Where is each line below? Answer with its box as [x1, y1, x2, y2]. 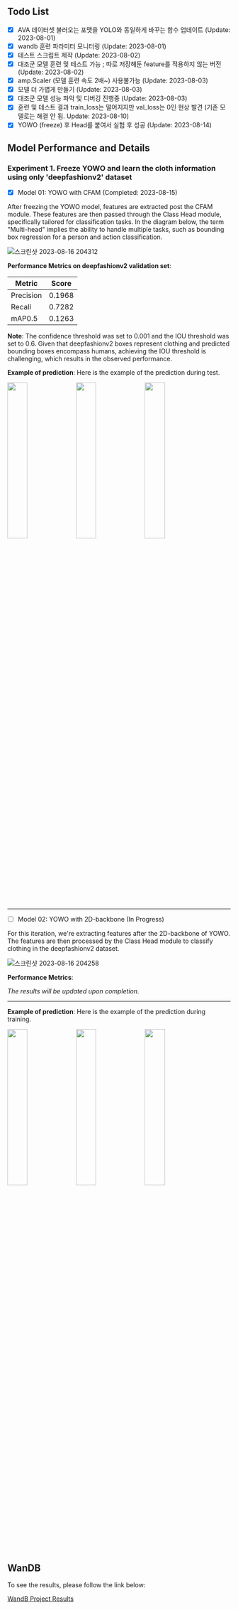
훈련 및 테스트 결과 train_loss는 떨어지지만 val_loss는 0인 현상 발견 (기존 [17, 103, 218, 112]
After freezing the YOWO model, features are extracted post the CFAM [7, 203, 213, 211]
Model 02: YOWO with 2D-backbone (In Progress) [17, 915, 164, 924]
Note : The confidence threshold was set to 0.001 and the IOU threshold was [7, 332, 229, 341]
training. [7, 1015, 32, 1023]
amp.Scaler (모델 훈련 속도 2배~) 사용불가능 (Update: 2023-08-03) [17, 76, 209, 85]
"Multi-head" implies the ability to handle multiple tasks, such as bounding [7, 225, 225, 234]
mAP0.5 [11, 314, 38, 324]
